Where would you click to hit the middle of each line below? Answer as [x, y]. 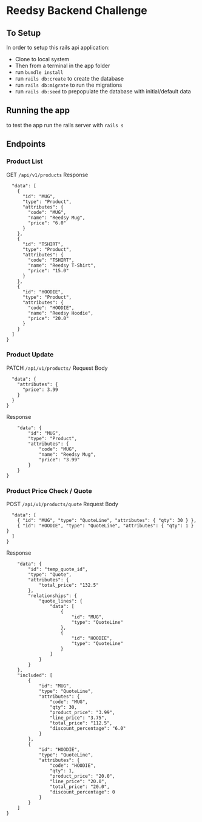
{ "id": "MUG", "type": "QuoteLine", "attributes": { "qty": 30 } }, [107, 521]
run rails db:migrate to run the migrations [69, 85]
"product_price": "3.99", [82, 713]
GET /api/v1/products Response [47, 175]
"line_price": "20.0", [78, 782]
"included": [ [35, 676]
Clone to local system [42, 59]
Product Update [30, 355]
